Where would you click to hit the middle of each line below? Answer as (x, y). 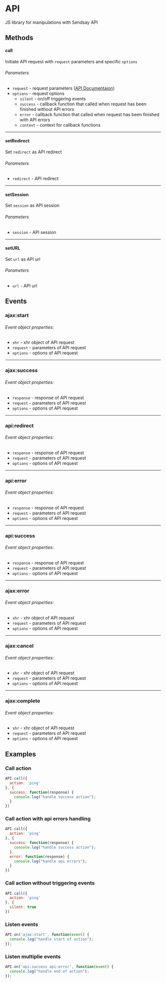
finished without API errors (47, 109)
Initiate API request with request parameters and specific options (71, 61)
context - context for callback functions (60, 125)
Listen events (22, 924)
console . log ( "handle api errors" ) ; (51, 861)
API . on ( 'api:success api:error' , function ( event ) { (59, 967)
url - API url (25, 285)
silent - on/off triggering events (53, 98)
